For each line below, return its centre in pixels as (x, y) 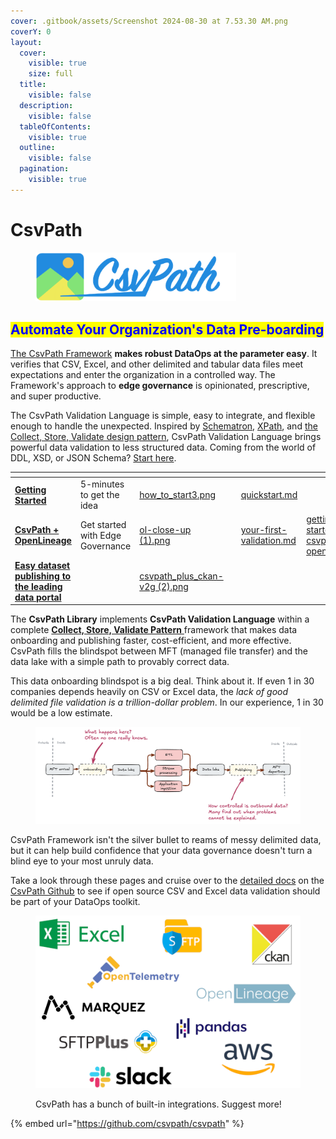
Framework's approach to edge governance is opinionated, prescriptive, (160, 386)
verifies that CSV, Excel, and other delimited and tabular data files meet (157, 364)
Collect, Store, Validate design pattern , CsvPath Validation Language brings (166, 437)
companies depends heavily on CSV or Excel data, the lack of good (149, 691)
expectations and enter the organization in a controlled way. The (143, 375)
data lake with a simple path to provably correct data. (120, 661)
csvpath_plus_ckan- (181, 576)
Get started (103, 524)
